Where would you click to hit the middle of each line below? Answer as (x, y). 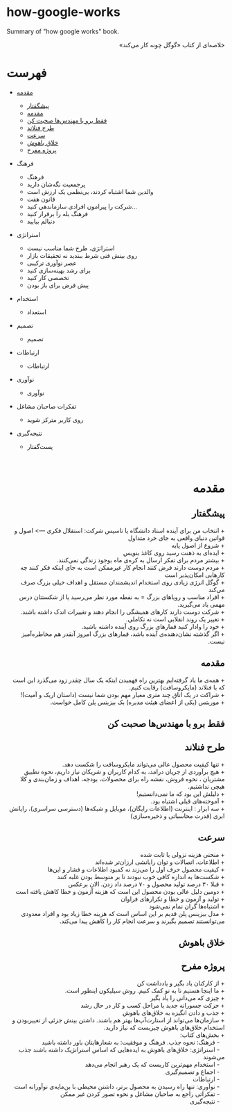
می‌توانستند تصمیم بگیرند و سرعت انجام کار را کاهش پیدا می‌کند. (142, 921)
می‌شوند (214, 1056)
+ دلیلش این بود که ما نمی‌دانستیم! (181, 794)
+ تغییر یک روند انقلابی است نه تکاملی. (175, 619)
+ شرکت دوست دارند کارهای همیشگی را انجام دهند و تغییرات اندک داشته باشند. (123, 612)
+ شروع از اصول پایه (198, 545)
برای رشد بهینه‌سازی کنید (59, 270)
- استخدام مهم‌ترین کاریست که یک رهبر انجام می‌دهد (152, 1064)
